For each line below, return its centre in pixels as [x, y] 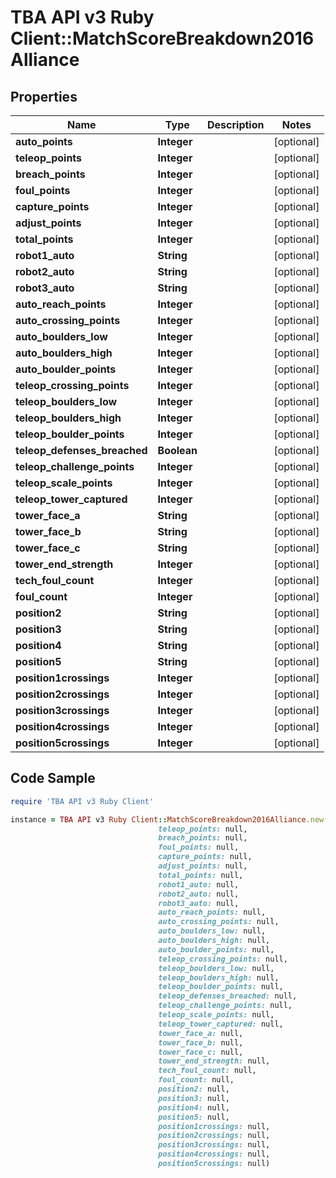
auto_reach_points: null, [212, 912]
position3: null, [194, 1098]
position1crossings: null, [214, 1126]
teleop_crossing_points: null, [223, 959]
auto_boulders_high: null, [214, 941]
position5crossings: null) [214, 1164]
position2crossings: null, [214, 1136]
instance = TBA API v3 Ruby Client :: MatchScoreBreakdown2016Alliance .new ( [169, 819]
